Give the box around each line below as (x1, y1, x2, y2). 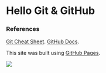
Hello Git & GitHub (6, 4, 95, 18)
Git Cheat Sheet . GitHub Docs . (6, 38, 80, 45)
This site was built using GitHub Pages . (6, 50, 101, 57)
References (6, 25, 40, 33)
